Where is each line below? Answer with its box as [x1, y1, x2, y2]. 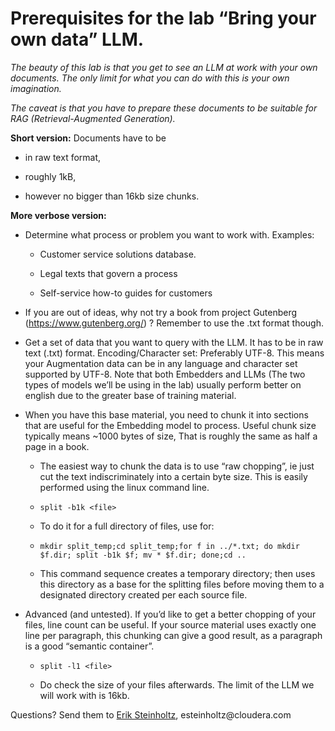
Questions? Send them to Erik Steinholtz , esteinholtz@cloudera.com [10, 708, 292, 721]
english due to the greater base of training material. [24, 389, 237, 401]
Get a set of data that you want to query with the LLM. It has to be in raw [24, 336, 324, 348]
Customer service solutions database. [39, 248, 197, 260]
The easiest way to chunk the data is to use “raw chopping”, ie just [39, 460, 315, 472]
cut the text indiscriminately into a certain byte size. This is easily [39, 470, 308, 482]
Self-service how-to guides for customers [39, 287, 213, 299]
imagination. [10, 82, 62, 94]
